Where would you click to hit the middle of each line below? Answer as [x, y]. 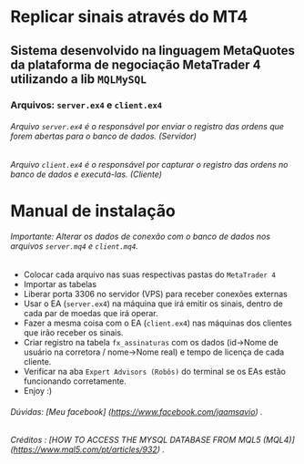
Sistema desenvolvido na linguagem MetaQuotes [152, 51]
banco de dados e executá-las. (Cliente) [86, 174]
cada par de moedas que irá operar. [91, 314]
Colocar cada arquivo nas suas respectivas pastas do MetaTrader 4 [150, 274]
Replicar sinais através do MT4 [129, 17]
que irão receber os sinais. [73, 333]
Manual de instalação [93, 211]
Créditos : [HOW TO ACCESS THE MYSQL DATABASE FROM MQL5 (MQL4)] [152, 440]
